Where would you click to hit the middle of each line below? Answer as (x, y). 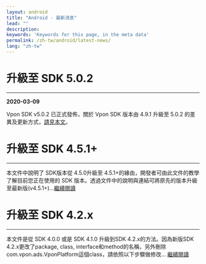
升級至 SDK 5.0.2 (50, 79)
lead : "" (17, 23)
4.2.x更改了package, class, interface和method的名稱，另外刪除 (86, 246)
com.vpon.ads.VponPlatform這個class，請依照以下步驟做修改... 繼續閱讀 (97, 254)
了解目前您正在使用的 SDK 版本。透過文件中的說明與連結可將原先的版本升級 (102, 180)
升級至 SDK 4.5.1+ (52, 149)
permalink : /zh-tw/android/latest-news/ (59, 40)
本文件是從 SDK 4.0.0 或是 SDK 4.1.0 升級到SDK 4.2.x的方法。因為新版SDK (100, 239)
